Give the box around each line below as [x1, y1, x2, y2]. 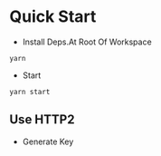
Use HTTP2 [9, 112, 75, 128]
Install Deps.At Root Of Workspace [22, 36, 152, 47]
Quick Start [9, 6, 97, 27]
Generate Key [22, 136, 74, 147]
